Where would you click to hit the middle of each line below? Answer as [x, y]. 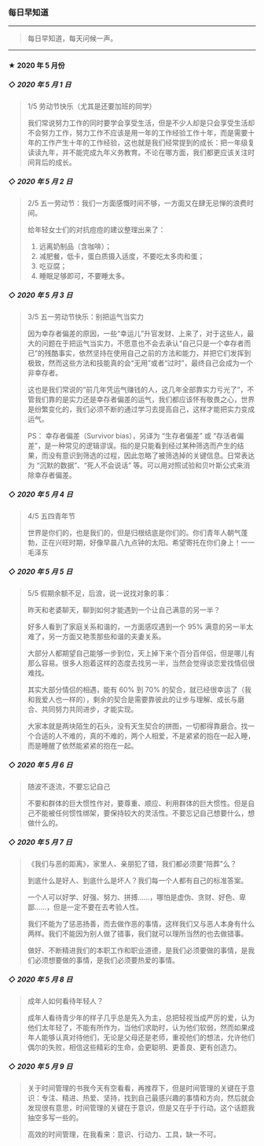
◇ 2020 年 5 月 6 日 [40, 765]
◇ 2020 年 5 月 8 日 [40, 980]
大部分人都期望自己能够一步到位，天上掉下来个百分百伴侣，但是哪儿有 [141, 653]
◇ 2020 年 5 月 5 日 [40, 571]
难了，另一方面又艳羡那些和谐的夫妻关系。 [96, 636]
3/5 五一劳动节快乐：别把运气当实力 [85, 316]
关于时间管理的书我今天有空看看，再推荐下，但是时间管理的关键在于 [137, 1088]
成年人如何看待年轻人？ [65, 1000]
